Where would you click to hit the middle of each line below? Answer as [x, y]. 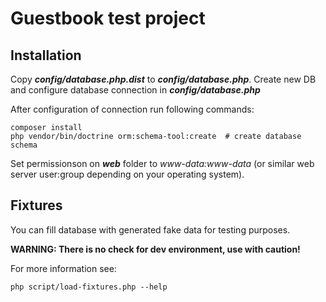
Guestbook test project [108, 18]
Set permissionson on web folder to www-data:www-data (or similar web [162, 163]
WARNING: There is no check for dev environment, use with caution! [155, 249]
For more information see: [63, 268]
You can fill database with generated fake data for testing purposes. [150, 229]
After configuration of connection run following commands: [132, 109]
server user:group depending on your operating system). [127, 174]
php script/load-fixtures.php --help [89, 287]
